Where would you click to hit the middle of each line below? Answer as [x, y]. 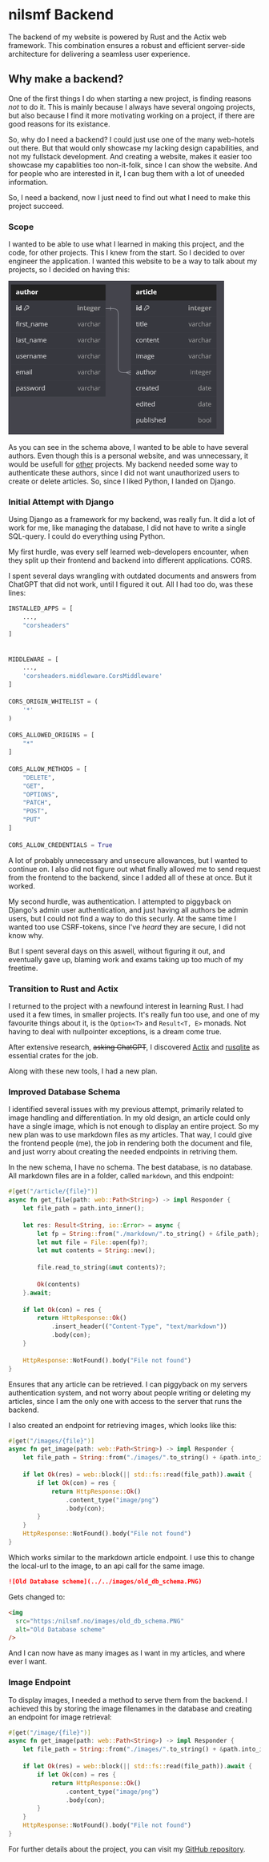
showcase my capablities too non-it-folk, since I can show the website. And [133, 165]
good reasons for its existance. [59, 124]
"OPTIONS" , [41, 794]
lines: [17, 593]
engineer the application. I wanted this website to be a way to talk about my [133, 261]
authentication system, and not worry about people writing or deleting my [130, 1392]
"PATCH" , [37, 803]
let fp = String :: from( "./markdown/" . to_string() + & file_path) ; [149, 1234]
